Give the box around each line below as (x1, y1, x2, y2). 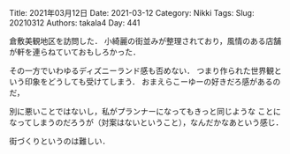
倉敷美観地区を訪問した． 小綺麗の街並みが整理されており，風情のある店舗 (9, 36, 282, 46)
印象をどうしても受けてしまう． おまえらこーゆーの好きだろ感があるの (24, 77, 281, 86)
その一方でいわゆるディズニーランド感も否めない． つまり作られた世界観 (9, 65, 274, 76)
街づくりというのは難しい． (9, 136, 111, 146)
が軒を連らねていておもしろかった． (9, 47, 141, 57)
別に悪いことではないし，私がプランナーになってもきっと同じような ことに (9, 106, 281, 116)
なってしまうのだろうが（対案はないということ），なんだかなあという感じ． (9, 117, 284, 128)
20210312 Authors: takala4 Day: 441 (9, 18, 141, 28)
